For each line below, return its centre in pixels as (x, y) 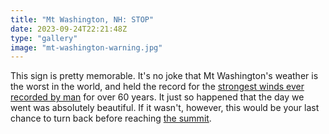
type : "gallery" (44, 38)
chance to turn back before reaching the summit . (111, 118)
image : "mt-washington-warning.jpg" (86, 47)
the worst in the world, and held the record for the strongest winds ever (157, 87)
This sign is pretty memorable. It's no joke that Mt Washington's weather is (164, 76)
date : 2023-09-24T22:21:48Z (69, 29)
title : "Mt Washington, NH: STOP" (82, 19)
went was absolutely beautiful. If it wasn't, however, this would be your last (165, 108)
